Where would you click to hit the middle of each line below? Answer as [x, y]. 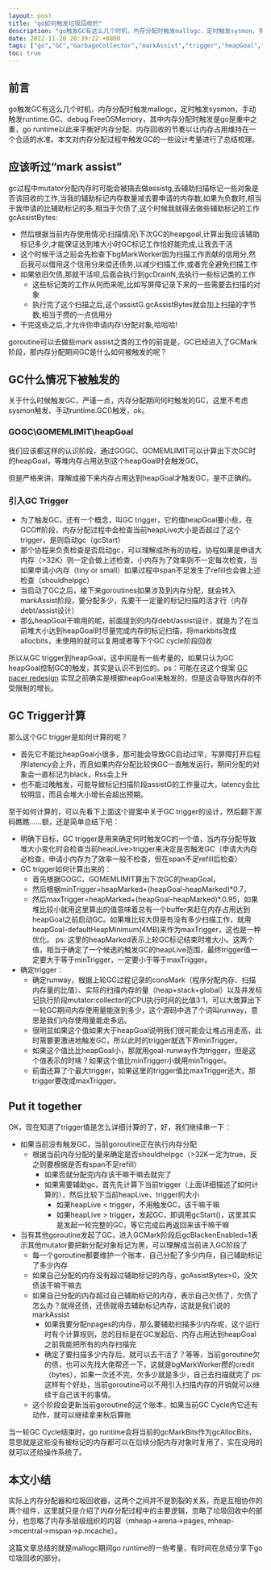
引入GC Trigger [39, 501]
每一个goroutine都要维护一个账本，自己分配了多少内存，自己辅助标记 [147, 1255]
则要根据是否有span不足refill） [90, 1164]
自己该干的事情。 [87, 1394]
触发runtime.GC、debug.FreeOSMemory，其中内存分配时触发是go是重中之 [133, 119]
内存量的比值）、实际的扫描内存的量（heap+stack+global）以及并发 [144, 989]
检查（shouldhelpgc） [57, 581]
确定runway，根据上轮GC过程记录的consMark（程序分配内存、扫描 [144, 980]
